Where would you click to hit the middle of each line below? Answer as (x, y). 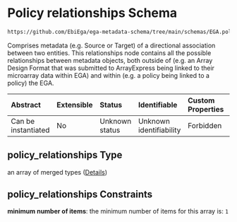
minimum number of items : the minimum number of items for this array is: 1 (118, 211)
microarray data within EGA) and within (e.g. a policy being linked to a (109, 75)
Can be (23, 121)
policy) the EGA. (31, 83)
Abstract (26, 105)
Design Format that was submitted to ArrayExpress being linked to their (111, 68)
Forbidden (205, 125)
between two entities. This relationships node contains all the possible (109, 53)
